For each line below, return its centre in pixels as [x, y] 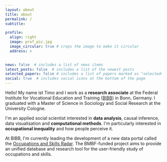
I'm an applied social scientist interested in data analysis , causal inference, [82, 118]
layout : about [20, 10]
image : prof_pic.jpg [31, 42]
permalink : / [19, 19]
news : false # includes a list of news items [54, 65]
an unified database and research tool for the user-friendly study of [74, 149]
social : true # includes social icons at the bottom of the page [75, 79]
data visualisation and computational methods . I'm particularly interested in [83, 123]
